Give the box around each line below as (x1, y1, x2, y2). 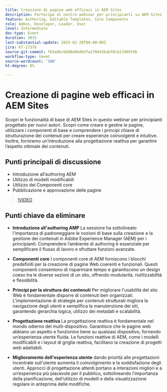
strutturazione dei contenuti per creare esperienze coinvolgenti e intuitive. (5, 133, 158, 139)
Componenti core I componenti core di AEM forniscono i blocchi (12, 255, 146, 262)
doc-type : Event (5, 31, 39, 36)
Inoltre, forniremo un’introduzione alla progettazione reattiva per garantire (5, 138, 157, 144)
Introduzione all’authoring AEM (12, 171, 76, 177)
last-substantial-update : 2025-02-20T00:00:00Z (5, 40, 106, 45)
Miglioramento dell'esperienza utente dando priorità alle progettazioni (12, 354, 160, 360)
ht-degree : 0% (5, 63, 35, 68)
